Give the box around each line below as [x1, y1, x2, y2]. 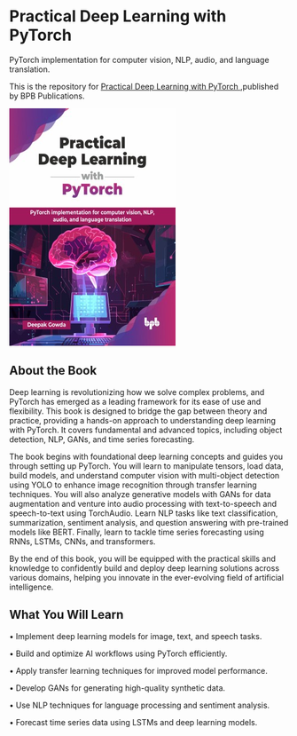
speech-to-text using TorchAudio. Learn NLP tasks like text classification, [9, 508, 278, 518]
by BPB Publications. [9, 91, 85, 101]
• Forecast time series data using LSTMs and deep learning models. [9, 716, 258, 727]
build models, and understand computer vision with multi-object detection [9, 470, 280, 480]
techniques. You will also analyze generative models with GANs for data [9, 488, 272, 499]
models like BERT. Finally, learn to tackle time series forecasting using [9, 526, 264, 537]
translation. [9, 64, 51, 75]
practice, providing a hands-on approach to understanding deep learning [9, 415, 277, 425]
